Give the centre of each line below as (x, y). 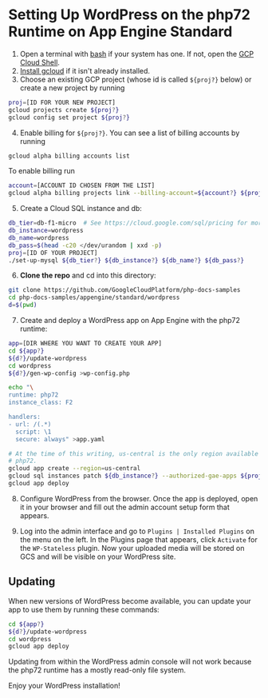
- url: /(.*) (30, 424)
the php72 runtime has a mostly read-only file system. (97, 670)
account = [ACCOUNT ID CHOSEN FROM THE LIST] (82, 185)
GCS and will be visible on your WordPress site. (98, 556)
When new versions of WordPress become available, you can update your (130, 600)
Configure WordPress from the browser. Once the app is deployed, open (139, 498)
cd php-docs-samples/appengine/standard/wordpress (94, 297)
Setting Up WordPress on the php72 (130, 15)
